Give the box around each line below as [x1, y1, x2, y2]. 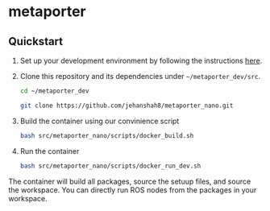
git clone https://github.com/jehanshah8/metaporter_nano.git [19, 101, 234, 110]
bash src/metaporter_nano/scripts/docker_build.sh [19, 131, 194, 139]
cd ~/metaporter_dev [19, 87, 89, 95]
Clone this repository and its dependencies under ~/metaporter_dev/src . [19, 72, 260, 81]
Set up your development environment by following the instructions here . [19, 56, 263, 65]
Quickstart [8, 35, 64, 48]
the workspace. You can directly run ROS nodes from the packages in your [8, 184, 257, 195]
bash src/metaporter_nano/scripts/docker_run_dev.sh [19, 162, 201, 170]
